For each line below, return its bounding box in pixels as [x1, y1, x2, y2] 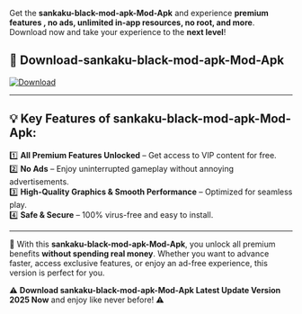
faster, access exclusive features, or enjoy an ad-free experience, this [9, 257, 268, 268]
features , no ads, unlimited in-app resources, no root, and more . [9, 17, 255, 28]
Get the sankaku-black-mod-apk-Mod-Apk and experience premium [9, 8, 269, 18]
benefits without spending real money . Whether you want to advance [9, 247, 270, 259]
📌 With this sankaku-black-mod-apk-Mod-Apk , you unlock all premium [9, 238, 276, 249]
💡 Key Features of [9, 112, 111, 127]
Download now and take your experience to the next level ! [9, 27, 226, 37]
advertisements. [9, 175, 69, 187]
